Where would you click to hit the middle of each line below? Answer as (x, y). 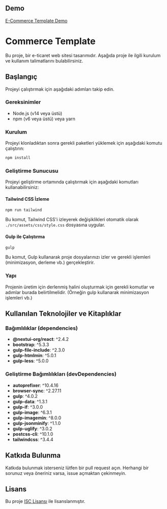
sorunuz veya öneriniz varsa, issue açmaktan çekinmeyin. (66, 473)
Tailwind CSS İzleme (27, 199)
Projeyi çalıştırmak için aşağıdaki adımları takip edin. (60, 89)
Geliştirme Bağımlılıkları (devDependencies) (61, 374)
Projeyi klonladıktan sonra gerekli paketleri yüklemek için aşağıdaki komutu (84, 143)
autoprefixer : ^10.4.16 (35, 385)
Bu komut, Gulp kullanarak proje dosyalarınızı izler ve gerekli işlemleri (78, 257)
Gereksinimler (23, 102)
